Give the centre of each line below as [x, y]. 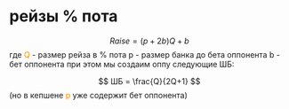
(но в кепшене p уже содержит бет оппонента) [99, 95]
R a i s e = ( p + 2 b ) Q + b [149, 41]
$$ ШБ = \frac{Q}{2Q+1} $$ [149, 81]
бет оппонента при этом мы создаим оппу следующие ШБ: [122, 64]
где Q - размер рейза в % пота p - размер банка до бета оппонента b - [144, 54]
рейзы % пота [64, 16]
